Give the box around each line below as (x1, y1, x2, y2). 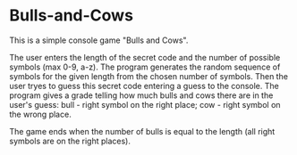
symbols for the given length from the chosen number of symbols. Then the (9, 70, 289, 81)
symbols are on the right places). (9, 135, 132, 146)
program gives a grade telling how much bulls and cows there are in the (9, 90, 274, 101)
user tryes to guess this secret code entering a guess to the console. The (9, 80, 279, 91)
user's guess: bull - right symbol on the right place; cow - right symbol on (9, 99, 281, 110)
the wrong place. (9, 109, 72, 119)
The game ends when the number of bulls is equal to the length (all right (9, 126, 276, 136)
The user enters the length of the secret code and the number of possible (9, 52, 281, 62)
